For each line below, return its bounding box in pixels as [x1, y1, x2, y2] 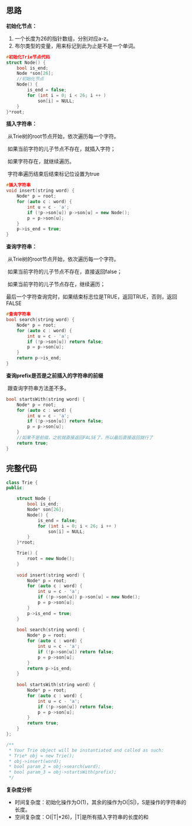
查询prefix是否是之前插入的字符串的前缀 [6, 372, 104, 379]
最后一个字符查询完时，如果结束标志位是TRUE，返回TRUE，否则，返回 [6, 293, 177, 300]
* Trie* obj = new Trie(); [8, 753, 75, 759]
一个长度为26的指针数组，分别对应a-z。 [14, 35, 112, 42]
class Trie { [6, 480, 38, 486]
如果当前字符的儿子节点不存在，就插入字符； [7, 145, 116, 152]
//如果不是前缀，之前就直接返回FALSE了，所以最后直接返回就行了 [16, 435, 153, 441]
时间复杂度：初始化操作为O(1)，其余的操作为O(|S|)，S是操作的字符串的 [14, 799, 187, 805]
